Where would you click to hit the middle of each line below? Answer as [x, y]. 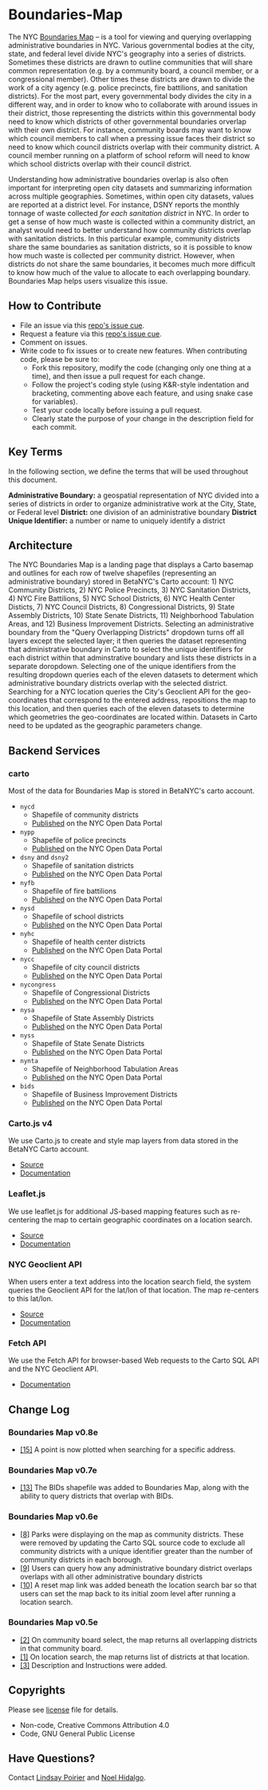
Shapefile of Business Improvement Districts [104, 1095]
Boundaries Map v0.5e [53, 1623]
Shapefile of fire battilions [74, 891]
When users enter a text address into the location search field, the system [130, 1281]
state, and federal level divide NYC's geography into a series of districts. [127, 53]
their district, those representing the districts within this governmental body [132, 112]
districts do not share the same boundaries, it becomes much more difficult [132, 264]
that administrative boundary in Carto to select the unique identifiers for [126, 649]
